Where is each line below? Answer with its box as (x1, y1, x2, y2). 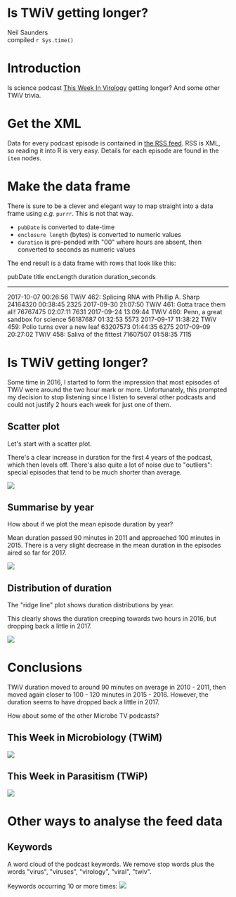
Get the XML (7, 116, 82, 131)
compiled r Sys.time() (7, 35, 74, 44)
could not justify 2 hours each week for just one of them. (7, 400, 171, 408)
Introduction (7, 60, 81, 77)
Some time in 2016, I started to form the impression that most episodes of (7, 377, 220, 386)
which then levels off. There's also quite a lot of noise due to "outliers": (7, 460, 213, 469)
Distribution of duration (7, 582, 112, 594)
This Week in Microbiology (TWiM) (7, 732, 163, 744)
